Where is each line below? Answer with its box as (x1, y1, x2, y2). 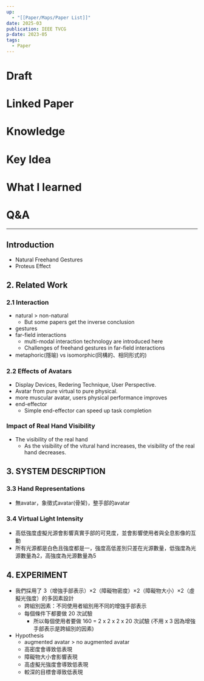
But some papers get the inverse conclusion (24, 319, 135, 326)
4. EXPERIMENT (6, 570, 68, 581)
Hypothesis (15, 632, 44, 639)
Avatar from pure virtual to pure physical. (15, 387, 118, 395)
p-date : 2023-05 (6, 32, 47, 38)
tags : (6, 37, 20, 43)
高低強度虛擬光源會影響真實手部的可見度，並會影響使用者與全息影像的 (15, 529, 191, 536)
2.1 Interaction (6, 298, 49, 306)
